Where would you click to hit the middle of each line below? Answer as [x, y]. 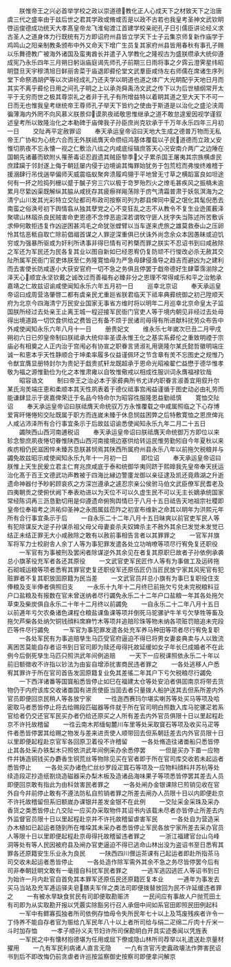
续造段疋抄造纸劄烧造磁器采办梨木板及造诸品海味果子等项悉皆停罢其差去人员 [115, 776]
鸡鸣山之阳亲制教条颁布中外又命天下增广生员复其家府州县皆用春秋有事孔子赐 [115, 45]
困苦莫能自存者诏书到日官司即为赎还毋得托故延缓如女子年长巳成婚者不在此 [118, 647]
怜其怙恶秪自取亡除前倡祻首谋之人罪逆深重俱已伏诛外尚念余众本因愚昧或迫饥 [115, 234]
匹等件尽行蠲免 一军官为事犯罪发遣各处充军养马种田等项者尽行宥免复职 [113, 630]
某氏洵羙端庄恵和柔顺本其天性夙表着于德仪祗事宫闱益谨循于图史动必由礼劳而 [115, 389]
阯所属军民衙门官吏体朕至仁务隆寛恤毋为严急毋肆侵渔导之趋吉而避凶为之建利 [115, 260]
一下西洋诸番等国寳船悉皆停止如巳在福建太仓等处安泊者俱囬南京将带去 [118, 681]
